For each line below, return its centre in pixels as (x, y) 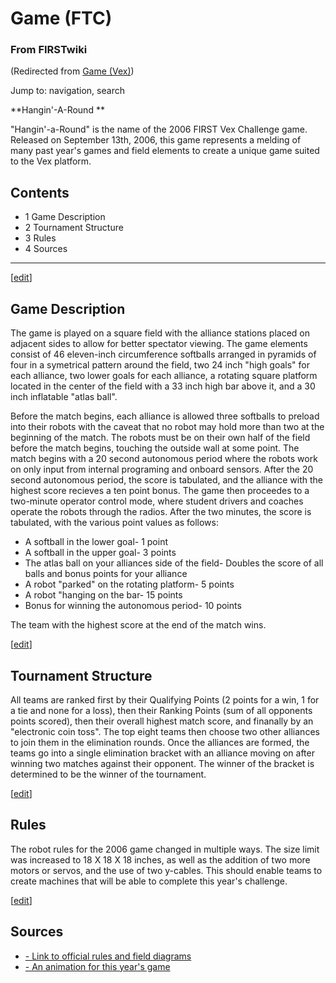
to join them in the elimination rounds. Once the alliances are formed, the (160, 742)
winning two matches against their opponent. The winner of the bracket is (162, 763)
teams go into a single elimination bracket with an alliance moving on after (162, 753)
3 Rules (40, 238)
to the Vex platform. (51, 161)
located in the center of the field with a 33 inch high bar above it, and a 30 (163, 386)
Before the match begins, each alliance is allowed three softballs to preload (165, 416)
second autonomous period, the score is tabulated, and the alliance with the (166, 480)
